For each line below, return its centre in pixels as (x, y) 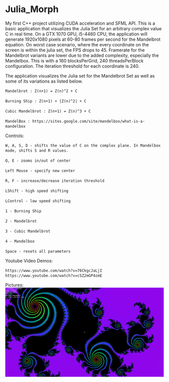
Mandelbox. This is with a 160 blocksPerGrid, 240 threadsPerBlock (74, 60)
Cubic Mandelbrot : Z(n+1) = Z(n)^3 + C (48, 111)
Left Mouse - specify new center (40, 171)
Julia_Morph (32, 9)
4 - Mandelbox (20, 241)
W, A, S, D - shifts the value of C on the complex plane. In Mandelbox (83, 145)
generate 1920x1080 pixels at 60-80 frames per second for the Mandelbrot (83, 39)
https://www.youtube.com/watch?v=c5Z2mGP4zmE (54, 276)
